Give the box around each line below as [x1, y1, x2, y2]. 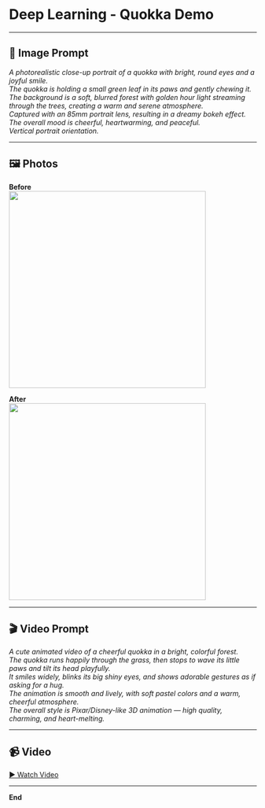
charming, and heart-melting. [9, 714, 105, 724]
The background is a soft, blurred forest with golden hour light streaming [9, 92, 246, 102]
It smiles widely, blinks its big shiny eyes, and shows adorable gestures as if [9, 672, 256, 682]
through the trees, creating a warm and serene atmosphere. [9, 101, 204, 110]
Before [9, 182, 32, 191]
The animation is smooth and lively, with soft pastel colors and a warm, [9, 689, 241, 699]
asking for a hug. [9, 680, 64, 690]
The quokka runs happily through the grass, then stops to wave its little [9, 655, 241, 665]
